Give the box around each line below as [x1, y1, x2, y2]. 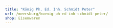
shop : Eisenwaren [5, 16, 41, 20]
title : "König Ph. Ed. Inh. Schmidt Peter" [5, 7, 95, 12]
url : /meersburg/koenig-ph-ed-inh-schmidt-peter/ [5, 11, 109, 16]
